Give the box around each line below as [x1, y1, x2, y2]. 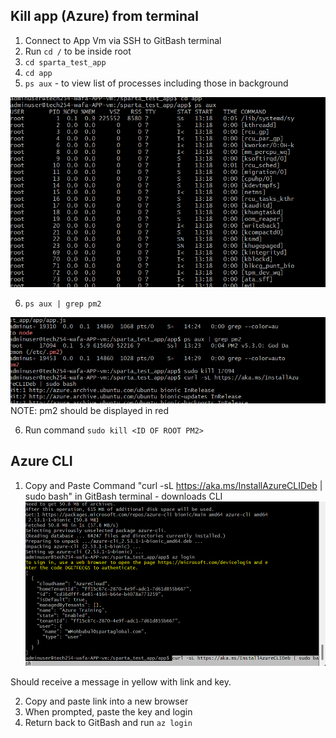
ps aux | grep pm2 [24, 299, 102, 309]
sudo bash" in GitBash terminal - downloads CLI [24, 490, 223, 502]
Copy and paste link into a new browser [24, 695, 189, 708]
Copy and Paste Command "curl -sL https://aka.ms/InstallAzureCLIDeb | [24, 479, 323, 491]
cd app [24, 68, 53, 78]
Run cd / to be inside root [24, 45, 132, 57]
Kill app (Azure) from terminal [10, 8, 200, 25]
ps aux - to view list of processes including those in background [24, 77, 289, 89]
